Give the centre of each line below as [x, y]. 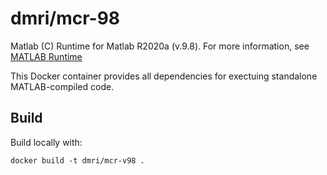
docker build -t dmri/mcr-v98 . [77, 160]
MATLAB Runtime [46, 56]
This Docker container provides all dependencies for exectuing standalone [164, 76]
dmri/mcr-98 [65, 18]
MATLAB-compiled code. [62, 86]
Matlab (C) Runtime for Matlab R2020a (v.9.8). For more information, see [160, 46]
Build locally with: [46, 142]
